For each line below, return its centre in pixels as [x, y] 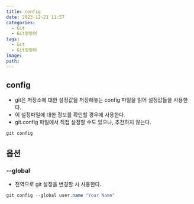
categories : [21, 22]
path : [13, 61]
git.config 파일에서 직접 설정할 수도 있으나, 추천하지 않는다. [83, 122]
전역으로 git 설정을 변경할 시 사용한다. [58, 184]
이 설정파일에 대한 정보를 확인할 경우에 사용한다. [70, 115]
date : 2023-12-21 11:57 [35, 17]
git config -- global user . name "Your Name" [61, 195]
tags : [13, 39]
